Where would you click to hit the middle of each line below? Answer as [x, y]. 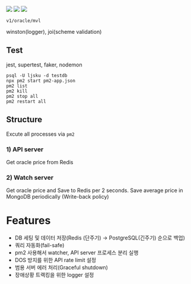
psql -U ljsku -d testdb [37, 75]
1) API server [25, 149]
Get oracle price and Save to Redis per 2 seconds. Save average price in [95, 190]
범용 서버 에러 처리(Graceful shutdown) [61, 267]
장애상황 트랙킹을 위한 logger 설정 [54, 275]
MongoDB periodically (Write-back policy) [58, 197]
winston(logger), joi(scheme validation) [54, 32]
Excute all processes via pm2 [41, 134]
